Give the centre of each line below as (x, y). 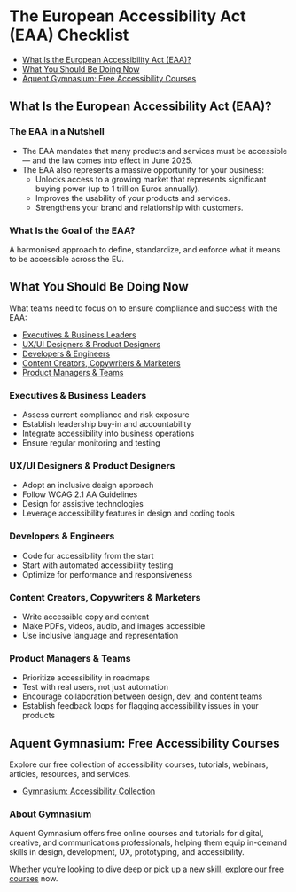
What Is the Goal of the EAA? (72, 230)
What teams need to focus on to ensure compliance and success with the (144, 308)
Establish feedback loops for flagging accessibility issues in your (140, 706)
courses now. (34, 879)
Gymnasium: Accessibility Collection (89, 791)
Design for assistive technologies (82, 504)
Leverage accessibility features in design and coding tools (128, 513)
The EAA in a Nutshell (57, 132)
